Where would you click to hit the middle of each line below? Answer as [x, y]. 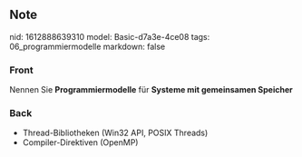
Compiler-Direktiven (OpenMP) [80, 142]
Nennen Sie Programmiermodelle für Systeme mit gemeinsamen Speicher [151, 90]
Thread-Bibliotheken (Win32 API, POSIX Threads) [115, 133]
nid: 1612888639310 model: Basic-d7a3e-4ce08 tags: [110, 36]
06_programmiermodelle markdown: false [88, 46]
